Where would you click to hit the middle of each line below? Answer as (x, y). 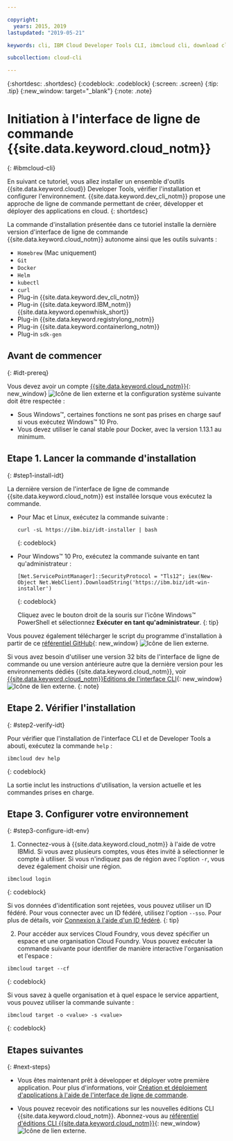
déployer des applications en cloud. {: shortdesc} (78, 211)
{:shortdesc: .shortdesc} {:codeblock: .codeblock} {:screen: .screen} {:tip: (113, 83)
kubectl (28, 283)
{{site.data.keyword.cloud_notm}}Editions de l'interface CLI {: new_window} (115, 678)
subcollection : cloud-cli (44, 58)
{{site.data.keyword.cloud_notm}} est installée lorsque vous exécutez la (110, 496)
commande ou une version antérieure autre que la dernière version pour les (115, 664)
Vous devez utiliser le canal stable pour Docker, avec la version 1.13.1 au (119, 429)
